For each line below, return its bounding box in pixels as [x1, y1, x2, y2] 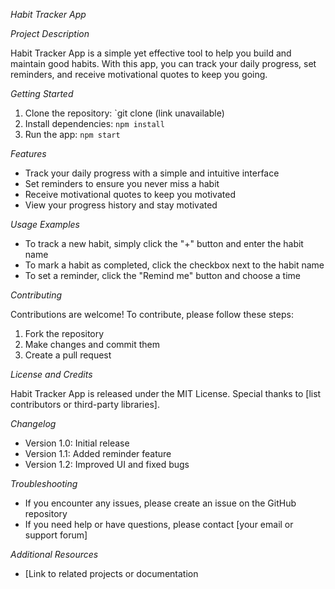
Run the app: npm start [24, 129, 121, 140]
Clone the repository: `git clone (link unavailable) [24, 107, 225, 119]
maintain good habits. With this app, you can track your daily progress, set [10, 58, 317, 69]
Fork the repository [24, 328, 105, 339]
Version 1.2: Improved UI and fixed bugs [24, 459, 190, 470]
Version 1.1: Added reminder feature [24, 448, 172, 459]
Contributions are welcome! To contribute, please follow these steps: [10, 309, 294, 320]
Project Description [10, 28, 90, 39]
